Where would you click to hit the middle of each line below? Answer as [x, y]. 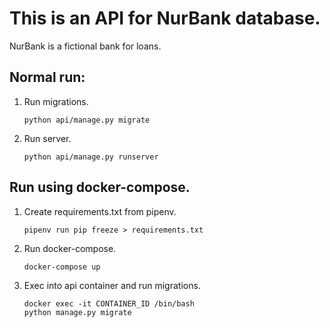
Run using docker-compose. [100, 187]
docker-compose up [62, 267]
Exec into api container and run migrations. [112, 285]
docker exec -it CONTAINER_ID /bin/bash [109, 303]
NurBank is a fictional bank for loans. [85, 46]
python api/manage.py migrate [87, 120]
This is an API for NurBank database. [165, 18]
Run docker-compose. [70, 248]
